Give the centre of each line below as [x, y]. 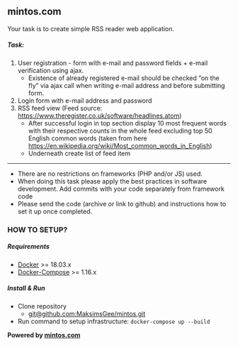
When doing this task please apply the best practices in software [112, 181]
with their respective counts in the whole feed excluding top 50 [120, 130]
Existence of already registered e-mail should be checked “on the [124, 78]
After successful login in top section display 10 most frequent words [127, 123]
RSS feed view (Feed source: [60, 108]
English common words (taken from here [87, 138]
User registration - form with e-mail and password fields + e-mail [113, 62]
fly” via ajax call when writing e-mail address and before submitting [126, 85]
